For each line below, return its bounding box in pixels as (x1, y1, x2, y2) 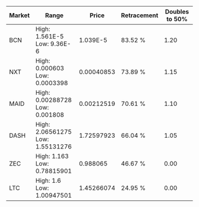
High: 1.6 (35, 177, 61, 185)
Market (9, 11, 30, 20)
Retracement (121, 11, 159, 20)
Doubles (165, 8, 190, 15)
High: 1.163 (35, 152, 69, 160)
